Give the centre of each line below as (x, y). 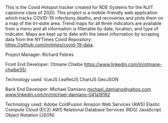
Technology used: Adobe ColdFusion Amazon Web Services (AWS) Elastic (83, 104)
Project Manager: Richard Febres (40, 54)
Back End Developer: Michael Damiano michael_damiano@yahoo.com (78, 89)
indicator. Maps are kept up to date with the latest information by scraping (82, 34)
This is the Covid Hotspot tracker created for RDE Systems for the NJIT (79, 7)
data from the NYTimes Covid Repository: (49, 39)
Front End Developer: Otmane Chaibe (44, 64)
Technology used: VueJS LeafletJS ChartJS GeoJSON (62, 79)
